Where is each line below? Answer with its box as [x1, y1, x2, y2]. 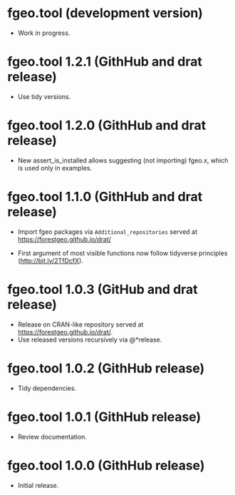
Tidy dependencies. [17, 384, 77, 392]
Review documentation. [17, 432, 88, 441]
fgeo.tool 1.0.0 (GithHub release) [7, 457, 205, 474]
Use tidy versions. [17, 92, 71, 101]
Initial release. [17, 481, 59, 489]
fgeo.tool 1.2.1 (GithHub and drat [7, 53, 203, 70]
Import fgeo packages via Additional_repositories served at [17, 227, 198, 236]
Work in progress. [17, 29, 70, 37]
